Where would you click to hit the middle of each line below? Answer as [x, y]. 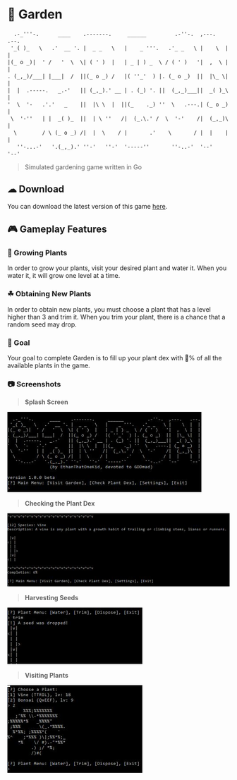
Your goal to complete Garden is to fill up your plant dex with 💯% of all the [115, 358]
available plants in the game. [49, 365]
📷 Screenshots [34, 384]
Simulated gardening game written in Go [83, 167]
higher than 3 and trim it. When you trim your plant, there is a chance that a [116, 317]
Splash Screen [46, 402]
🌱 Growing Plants [37, 253]
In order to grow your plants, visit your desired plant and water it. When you [117, 268]
